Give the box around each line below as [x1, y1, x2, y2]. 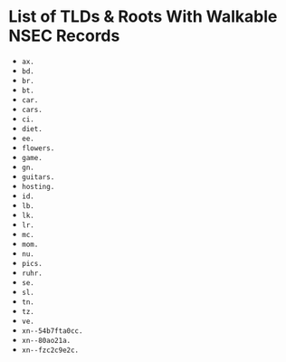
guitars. [21, 172, 55, 182]
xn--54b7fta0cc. [21, 326, 83, 336]
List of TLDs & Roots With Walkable [8, 6, 278, 27]
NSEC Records [8, 25, 120, 46]
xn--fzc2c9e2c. [21, 346, 80, 355]
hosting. [21, 182, 55, 191]
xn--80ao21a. [21, 336, 71, 345]
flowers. [21, 143, 55, 153]
